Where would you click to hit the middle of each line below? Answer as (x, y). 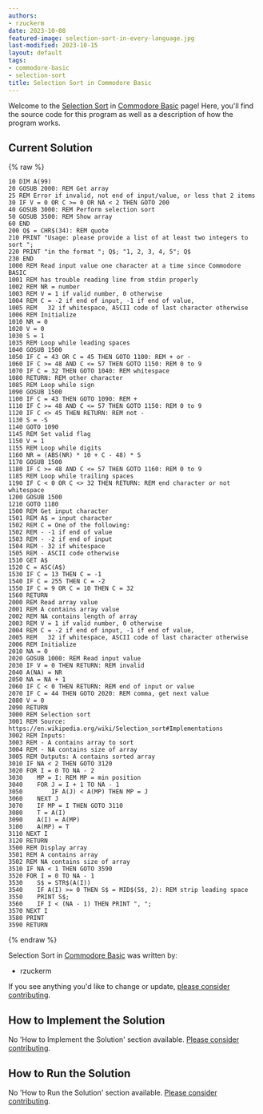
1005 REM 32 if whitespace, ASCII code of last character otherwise (128, 308)
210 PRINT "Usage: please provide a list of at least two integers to (128, 238)
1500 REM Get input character (59, 511)
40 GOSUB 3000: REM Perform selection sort (82, 210)
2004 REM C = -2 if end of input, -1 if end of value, (102, 631)
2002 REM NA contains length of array (73, 617)
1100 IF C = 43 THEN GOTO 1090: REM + (73, 399)
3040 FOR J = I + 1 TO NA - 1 (64, 785)
